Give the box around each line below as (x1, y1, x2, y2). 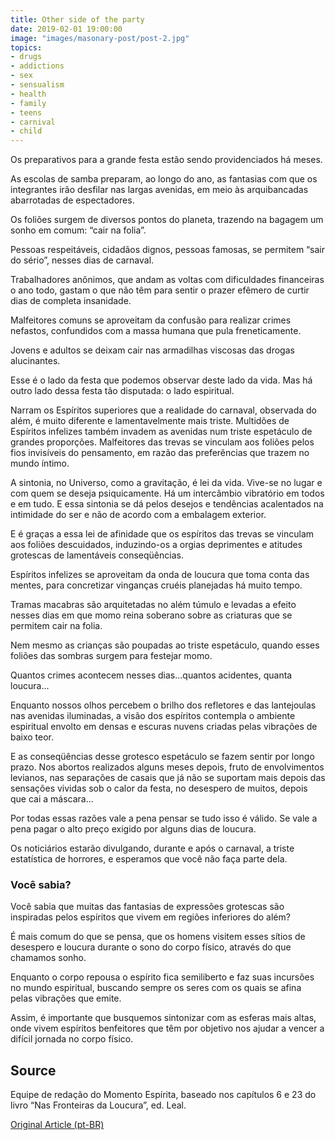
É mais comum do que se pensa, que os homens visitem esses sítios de (10, 931, 306, 943)
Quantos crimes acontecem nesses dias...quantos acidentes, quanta (10, 669, 293, 681)
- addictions (10, 61, 65, 71)
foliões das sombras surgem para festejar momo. (10, 650, 213, 662)
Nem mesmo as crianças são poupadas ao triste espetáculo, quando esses (10, 639, 320, 651)
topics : (10, 42, 43, 53)
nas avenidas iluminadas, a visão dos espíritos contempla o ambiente (10, 710, 296, 722)
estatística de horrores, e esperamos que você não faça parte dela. (10, 853, 288, 865)
